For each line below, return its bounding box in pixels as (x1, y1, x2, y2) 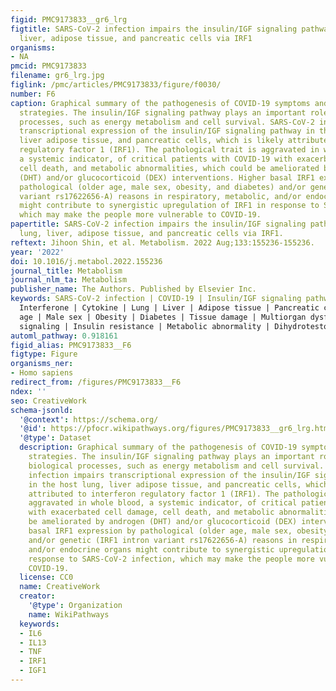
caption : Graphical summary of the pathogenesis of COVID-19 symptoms (10, 98, 311, 108)
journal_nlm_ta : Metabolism (10, 275, 128, 285)
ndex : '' (10, 386, 47, 396)
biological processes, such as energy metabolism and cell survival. (28, 461, 325, 471)
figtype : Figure (10, 349, 78, 360)
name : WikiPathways (28, 609, 110, 620)
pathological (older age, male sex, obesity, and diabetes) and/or (19, 182, 307, 192)
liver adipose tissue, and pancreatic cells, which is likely (19, 136, 284, 146)
